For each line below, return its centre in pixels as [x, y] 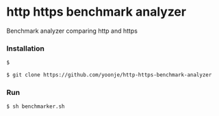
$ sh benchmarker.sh [36, 106]
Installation [26, 48]
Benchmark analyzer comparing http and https [72, 31]
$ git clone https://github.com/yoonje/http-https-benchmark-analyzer [109, 75]
